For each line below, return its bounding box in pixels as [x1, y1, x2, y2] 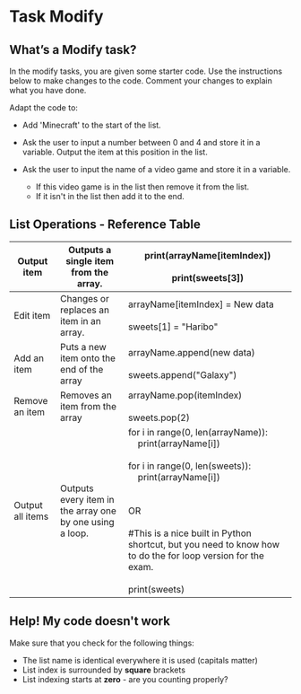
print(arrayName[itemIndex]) [144, 249, 271, 261]
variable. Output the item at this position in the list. [21, 146, 208, 157]
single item [65, 254, 115, 267]
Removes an [59, 389, 112, 401]
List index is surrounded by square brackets [21, 664, 186, 675]
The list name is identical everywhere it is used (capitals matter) [21, 654, 258, 665]
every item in [59, 493, 115, 505]
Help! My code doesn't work [9, 613, 170, 629]
